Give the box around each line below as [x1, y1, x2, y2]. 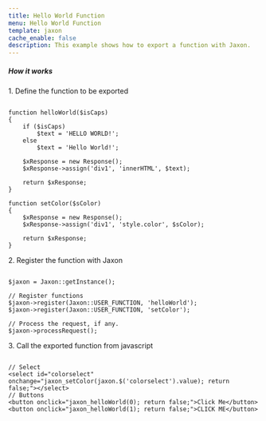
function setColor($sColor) [8, 200, 102, 208]
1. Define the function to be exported [8, 86, 129, 96]
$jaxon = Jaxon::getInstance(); [8, 278, 115, 286]
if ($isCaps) [22, 123, 66, 131]
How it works [8, 66, 53, 76]
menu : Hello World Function [8, 19, 102, 27]
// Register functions [8, 292, 84, 300]
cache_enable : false [8, 34, 77, 42]
